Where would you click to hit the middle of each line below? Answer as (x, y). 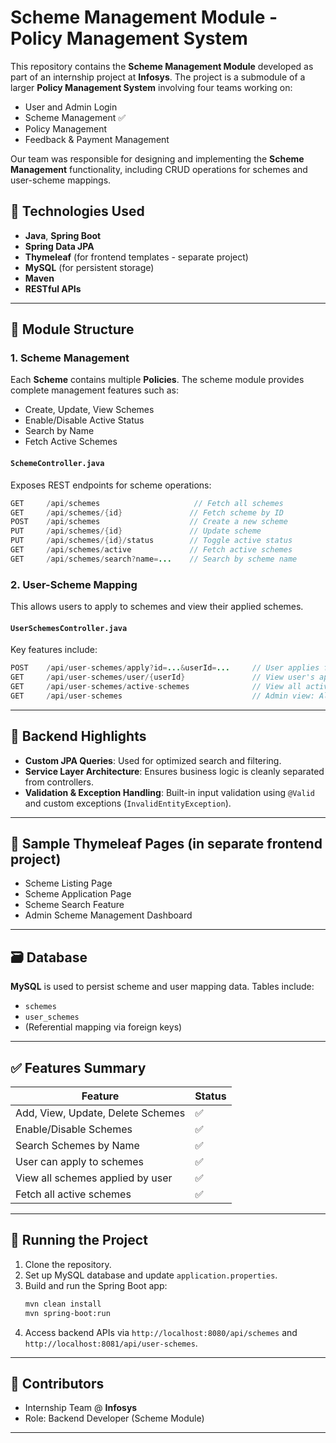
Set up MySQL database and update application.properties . (151, 1275)
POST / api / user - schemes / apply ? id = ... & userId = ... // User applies (165, 668)
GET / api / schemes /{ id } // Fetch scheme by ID (147, 512)
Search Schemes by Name (77, 1146)
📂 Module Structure (72, 329)
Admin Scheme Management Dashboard (108, 915)
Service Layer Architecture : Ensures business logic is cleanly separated (174, 771)
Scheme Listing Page (68, 883)
